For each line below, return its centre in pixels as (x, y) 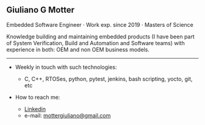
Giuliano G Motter (41, 10)
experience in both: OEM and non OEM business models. (78, 49)
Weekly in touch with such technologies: (66, 67)
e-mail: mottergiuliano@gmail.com (67, 115)
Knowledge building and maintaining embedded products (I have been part (101, 37)
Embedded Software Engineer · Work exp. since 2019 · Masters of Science (100, 24)
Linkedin (35, 109)
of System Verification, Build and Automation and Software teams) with (95, 43)
